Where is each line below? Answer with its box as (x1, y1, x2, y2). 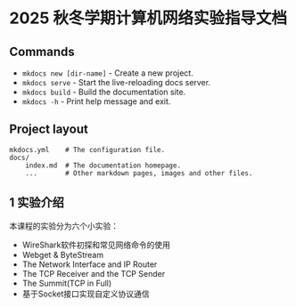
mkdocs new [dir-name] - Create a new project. (21, 68, 193, 78)
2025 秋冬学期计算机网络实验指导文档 (9, 8, 288, 28)
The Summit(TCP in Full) (21, 278, 112, 288)
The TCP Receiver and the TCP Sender (21, 268, 166, 279)
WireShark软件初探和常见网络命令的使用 (21, 239, 171, 250)
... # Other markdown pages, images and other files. (25, 168, 253, 178)
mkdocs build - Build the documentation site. (21, 86, 186, 97)
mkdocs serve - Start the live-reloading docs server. (21, 77, 211, 87)
